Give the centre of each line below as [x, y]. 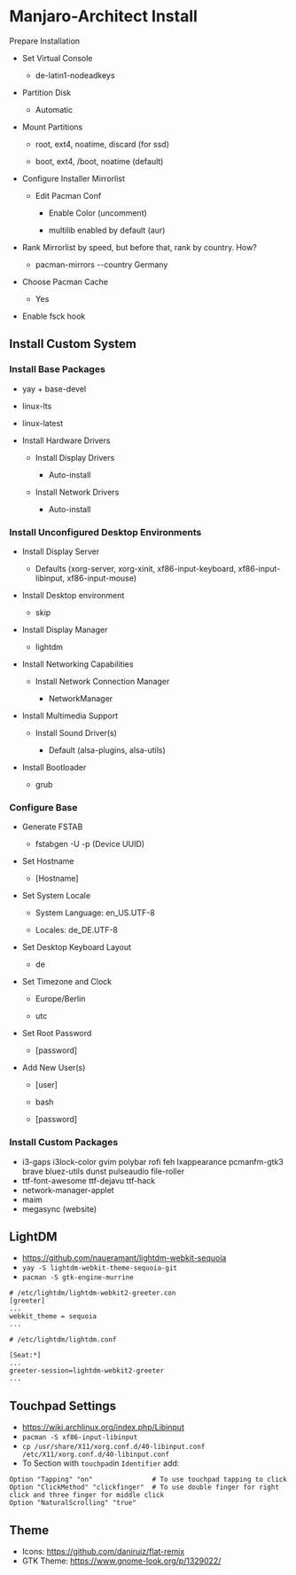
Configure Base [43, 807]
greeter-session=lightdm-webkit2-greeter [87, 1371]
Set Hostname [48, 861]
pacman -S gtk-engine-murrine [78, 1278]
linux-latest [43, 423]
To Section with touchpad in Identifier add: [101, 1463]
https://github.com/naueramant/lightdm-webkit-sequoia [124, 1258]
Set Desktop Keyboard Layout [76, 947]
